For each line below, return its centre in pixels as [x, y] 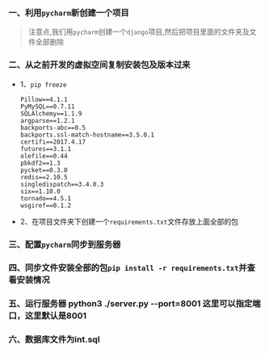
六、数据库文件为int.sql [54, 339]
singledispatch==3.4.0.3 [62, 184]
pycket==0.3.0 [44, 170]
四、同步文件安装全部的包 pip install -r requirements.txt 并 [128, 268]
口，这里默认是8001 [48, 316]
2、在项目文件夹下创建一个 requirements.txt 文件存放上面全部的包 [129, 221]
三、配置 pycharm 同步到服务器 [65, 244]
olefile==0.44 [44, 156]
